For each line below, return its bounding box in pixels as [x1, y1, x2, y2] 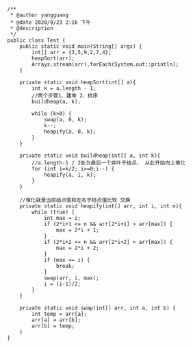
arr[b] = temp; [31, 323, 75, 330]
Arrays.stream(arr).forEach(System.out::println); [31, 61, 179, 68]
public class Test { [7, 37, 66, 44]
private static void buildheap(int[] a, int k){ [19, 152, 161, 159]
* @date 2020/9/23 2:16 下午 [10, 19, 91, 26]
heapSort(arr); [31, 55, 75, 62]
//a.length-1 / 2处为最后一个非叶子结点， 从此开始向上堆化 [31, 160, 186, 166]
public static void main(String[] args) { [19, 43, 142, 50]
